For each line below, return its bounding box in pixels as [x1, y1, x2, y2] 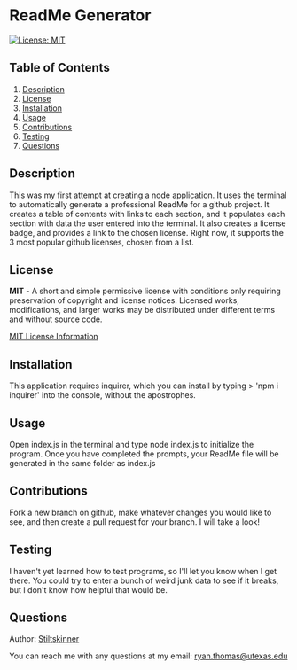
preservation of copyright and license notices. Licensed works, [9, 295, 239, 306]
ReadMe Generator [9, 5, 152, 26]
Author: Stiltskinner [9, 634, 80, 644]
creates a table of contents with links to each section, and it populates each [9, 208, 285, 219]
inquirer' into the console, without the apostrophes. [9, 390, 197, 401]
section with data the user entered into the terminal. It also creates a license [9, 218, 286, 229]
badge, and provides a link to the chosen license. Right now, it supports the [9, 227, 284, 238]
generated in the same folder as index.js [9, 458, 156, 468]
